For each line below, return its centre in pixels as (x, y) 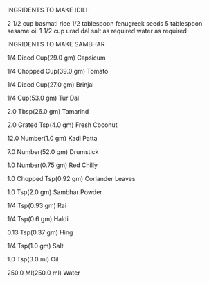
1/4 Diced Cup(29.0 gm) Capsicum (56, 58)
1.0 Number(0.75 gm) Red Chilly (53, 165)
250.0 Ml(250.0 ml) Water (44, 273)
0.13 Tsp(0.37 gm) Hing (40, 232)
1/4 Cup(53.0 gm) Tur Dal (43, 98)
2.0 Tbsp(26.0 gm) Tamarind (48, 111)
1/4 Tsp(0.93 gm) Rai (37, 205)
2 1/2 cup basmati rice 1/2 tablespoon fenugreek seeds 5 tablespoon (105, 23)
